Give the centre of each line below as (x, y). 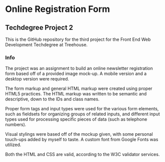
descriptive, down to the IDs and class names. (52, 99)
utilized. (13, 145)
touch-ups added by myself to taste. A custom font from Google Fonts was (82, 140)
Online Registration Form (58, 9)
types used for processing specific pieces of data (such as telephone (76, 119)
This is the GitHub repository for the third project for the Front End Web (78, 39)
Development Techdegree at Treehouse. (46, 45)
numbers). (16, 125)
